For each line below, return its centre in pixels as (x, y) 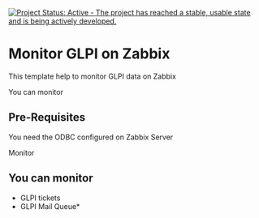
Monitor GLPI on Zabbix (89, 54)
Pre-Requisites (47, 118)
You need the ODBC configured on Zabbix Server (91, 137)
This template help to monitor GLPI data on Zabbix (93, 76)
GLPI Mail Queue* (50, 206)
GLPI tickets (40, 198)
